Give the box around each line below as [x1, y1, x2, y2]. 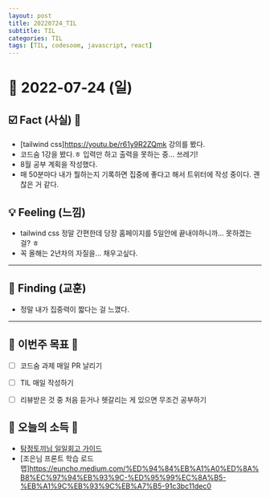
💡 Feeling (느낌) [8, 206, 86, 219]
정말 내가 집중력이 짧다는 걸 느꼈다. [19, 304, 130, 314]
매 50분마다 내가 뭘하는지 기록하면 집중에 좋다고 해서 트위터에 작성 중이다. [19, 169, 252, 179]
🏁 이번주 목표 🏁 [8, 338, 79, 352]
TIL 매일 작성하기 [19, 378, 74, 387]
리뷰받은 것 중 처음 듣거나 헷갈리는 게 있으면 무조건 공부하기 [19, 394, 207, 404]
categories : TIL [8, 34, 63, 43]
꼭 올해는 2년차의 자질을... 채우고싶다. [19, 248, 138, 258]
